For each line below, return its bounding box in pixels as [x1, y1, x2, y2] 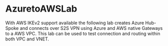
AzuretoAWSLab [5, 3, 77, 15]
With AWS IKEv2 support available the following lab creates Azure [5, 20, 144, 26]
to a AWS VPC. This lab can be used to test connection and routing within [5, 30, 160, 36]
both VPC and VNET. [5, 36, 50, 42]
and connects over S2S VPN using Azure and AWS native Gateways [19, 25, 163, 31]
